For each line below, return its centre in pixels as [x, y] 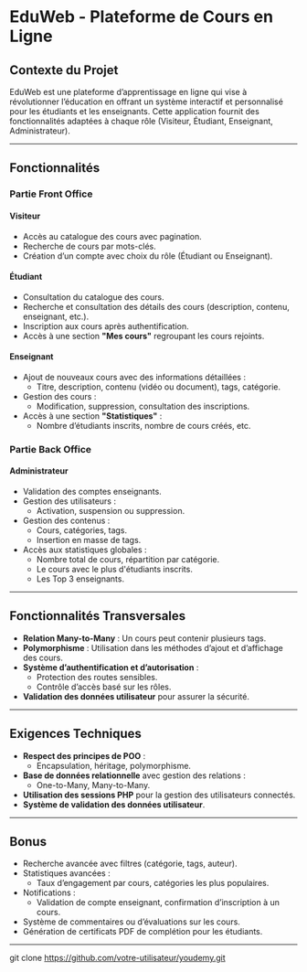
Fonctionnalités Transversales [98, 616]
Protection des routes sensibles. [97, 677]
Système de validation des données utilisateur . [114, 804]
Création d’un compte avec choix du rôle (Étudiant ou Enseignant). [148, 256]
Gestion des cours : [59, 396]
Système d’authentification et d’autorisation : [111, 667]
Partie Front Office [51, 194]
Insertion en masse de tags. [89, 540]
